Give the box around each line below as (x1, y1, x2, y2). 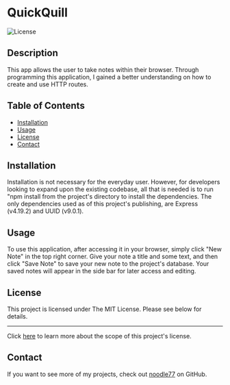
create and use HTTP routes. (7, 80, 89, 88)
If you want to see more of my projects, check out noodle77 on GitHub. (7, 370, 207, 378)
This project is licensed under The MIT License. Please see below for (7, 305, 202, 313)
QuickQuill (7, 5, 68, 21)
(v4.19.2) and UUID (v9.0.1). (7, 207, 84, 215)
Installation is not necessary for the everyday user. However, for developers (7, 178, 220, 186)
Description (7, 47, 58, 59)
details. (7, 312, 28, 320)
